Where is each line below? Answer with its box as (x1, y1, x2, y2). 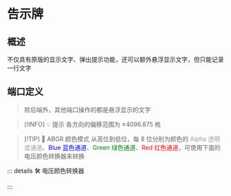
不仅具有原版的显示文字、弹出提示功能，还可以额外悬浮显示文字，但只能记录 (7, 56, 224, 63)
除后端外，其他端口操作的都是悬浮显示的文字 (23, 105, 151, 113)
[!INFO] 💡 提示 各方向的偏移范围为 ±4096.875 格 (23, 120, 162, 128)
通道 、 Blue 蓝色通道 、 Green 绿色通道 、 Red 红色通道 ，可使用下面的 (30, 143, 221, 151)
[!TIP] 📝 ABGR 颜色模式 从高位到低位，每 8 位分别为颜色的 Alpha (23, 135, 207, 143)
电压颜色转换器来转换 (23, 152, 85, 160)
